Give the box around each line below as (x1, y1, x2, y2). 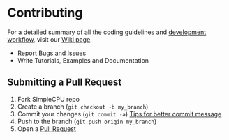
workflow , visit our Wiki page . (7, 35, 92, 43)
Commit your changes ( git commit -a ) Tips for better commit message (17, 109, 222, 118)
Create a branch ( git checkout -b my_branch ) (17, 102, 149, 111)
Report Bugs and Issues (17, 49, 87, 57)
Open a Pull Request (17, 124, 77, 133)
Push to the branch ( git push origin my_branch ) (17, 117, 157, 125)
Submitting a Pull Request (7, 77, 122, 88)
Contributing (7, 5, 83, 21)
